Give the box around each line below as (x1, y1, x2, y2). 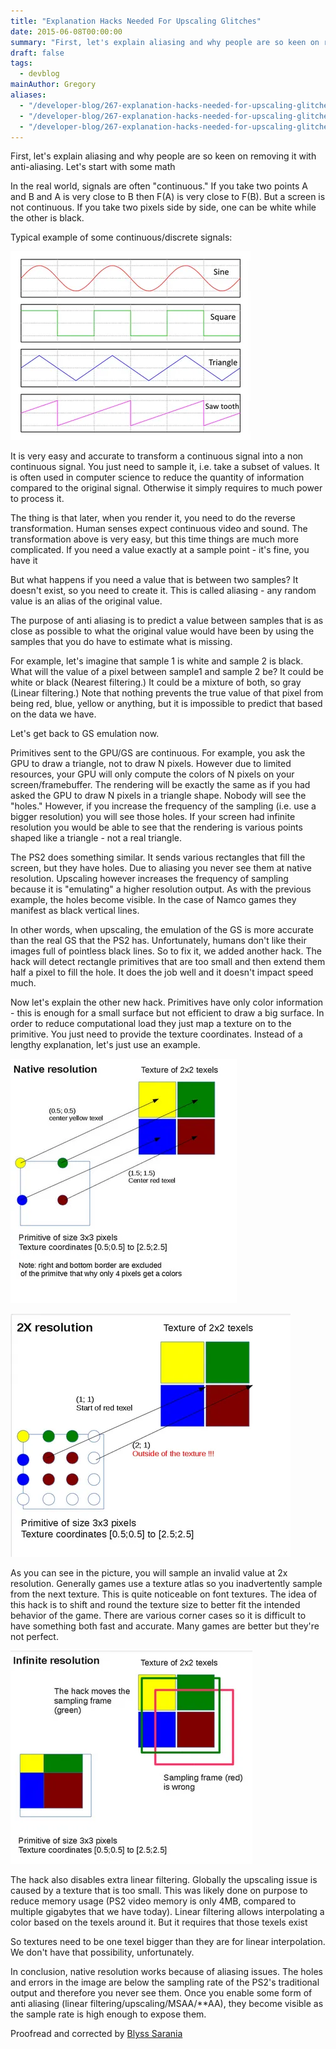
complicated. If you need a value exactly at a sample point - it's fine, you (10, 544, 310, 556)
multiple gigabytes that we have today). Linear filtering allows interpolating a (10, 1906, 325, 1918)
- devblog (19, 69, 60, 79)
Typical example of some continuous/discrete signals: (10, 231, 233, 244)
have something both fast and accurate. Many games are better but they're (10, 1620, 320, 1632)
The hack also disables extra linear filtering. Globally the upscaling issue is (10, 1874, 318, 1886)
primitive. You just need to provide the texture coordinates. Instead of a (10, 1028, 303, 1040)
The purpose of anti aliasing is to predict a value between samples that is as (10, 615, 324, 627)
